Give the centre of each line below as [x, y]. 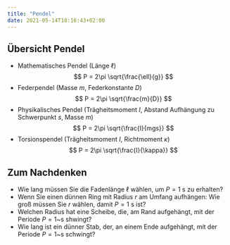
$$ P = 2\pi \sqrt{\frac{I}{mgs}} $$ [123, 128]
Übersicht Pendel [46, 49]
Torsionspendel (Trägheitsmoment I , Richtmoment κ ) [94, 139]
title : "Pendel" [31, 14]
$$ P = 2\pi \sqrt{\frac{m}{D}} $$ [123, 99]
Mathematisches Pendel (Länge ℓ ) [67, 66]
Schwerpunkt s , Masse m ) [55, 118]
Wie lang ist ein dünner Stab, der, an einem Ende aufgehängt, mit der [117, 227]
